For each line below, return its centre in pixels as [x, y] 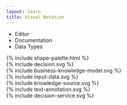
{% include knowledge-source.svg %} [53, 83]
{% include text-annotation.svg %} [48, 89]
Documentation [33, 40]
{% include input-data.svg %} [42, 77]
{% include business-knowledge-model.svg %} [64, 70]
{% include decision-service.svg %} [50, 96]
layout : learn [24, 12]
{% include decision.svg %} [40, 64]
